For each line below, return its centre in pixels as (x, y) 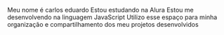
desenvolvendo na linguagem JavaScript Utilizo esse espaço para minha (112, 17)
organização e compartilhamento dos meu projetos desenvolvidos (103, 24)
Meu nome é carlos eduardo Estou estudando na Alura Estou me (101, 10)
